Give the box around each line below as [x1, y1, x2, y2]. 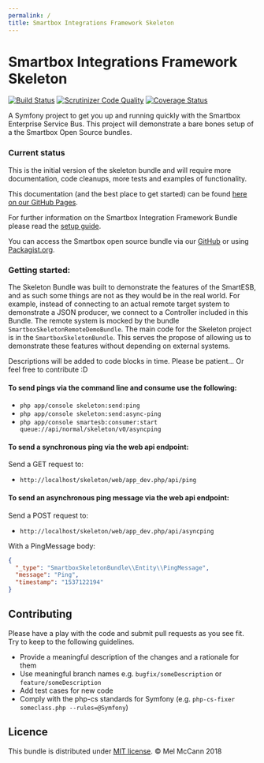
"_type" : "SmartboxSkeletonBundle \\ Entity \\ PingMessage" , [15, 563, 210, 572]
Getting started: [8, 264, 71, 275]
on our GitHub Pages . [8, 197, 79, 207]
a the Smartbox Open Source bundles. [8, 128, 132, 137]
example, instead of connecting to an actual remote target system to [8, 299, 230, 309]
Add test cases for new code [19, 686, 114, 695]
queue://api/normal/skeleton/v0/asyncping [19, 425, 162, 434]
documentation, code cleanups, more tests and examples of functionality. [8, 174, 247, 183]
